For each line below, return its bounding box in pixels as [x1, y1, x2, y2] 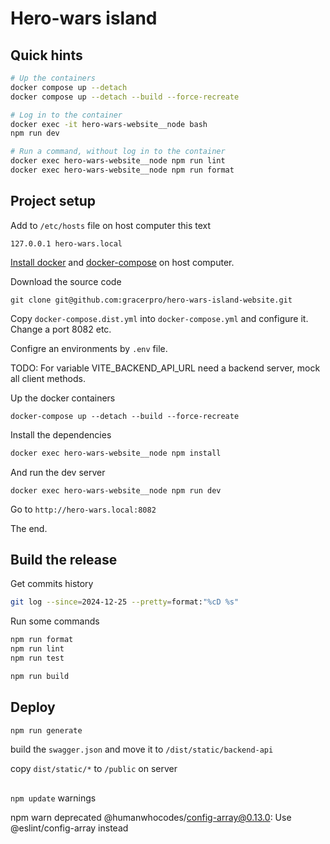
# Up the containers [10, 73, 97, 83]
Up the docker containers [10, 392, 116, 404]
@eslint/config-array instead [10, 822, 129, 834]
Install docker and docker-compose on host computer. [10, 256, 235, 268]
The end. [10, 522, 48, 534]
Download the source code [10, 275, 122, 287]
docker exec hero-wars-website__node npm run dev [10, 485, 222, 496]
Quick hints [10, 47, 83, 64]
